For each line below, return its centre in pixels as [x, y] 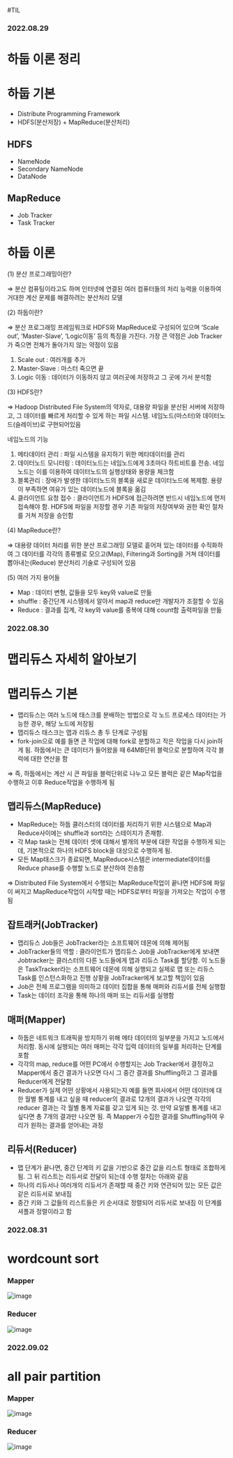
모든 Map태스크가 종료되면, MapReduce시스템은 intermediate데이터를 [114, 860]
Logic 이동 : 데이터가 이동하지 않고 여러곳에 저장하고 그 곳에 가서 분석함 [114, 377]
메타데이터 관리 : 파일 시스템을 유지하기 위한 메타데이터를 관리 [101, 454]
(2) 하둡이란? [25, 312]
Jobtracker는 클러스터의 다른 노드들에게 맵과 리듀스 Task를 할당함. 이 [112, 960]
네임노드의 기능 [28, 439]
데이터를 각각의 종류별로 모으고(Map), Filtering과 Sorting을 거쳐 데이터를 [121, 554]
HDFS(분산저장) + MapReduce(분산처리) [74, 122]
